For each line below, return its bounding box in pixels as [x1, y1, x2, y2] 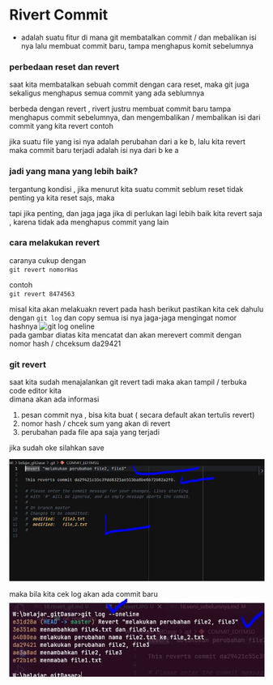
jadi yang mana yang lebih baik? [9, 166, 139, 177]
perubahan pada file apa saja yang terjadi [20, 428, 160, 437]
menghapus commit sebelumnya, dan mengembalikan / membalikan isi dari [9, 113, 261, 122]
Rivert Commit [9, 6, 109, 24]
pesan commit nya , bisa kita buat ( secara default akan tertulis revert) [20, 411, 255, 420]
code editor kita [9, 386, 62, 396]
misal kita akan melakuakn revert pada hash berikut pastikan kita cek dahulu [9, 304, 264, 313]
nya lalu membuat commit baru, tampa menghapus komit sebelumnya [20, 40, 254, 50]
